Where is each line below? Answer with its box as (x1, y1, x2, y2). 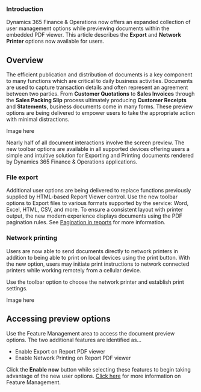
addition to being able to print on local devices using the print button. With (6, 254, 190, 261)
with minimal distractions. (6, 116, 70, 123)
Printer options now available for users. (6, 38, 104, 45)
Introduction (6, 5, 43, 13)
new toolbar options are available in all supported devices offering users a (6, 145, 190, 153)
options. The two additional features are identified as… (6, 336, 142, 343)
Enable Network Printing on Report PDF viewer (14, 354, 131, 361)
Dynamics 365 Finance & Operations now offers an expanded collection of (6, 19, 191, 26)
